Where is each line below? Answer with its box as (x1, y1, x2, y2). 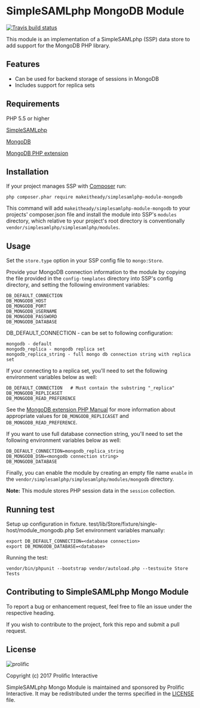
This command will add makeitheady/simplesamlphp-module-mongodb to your (6, 205, 190, 212)
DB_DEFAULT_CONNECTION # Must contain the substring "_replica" (6, 385, 175, 391)
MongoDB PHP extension (6, 149, 69, 157)
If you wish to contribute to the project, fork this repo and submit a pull (6, 621, 180, 628)
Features (6, 59, 40, 69)
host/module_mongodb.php (6, 527, 75, 533)
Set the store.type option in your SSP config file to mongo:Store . (6, 257, 164, 264)
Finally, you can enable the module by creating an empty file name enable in (6, 469, 193, 477)
